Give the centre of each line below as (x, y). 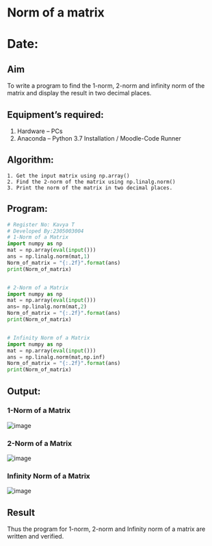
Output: (24, 391)
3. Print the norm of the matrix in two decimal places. (90, 188)
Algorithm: (30, 160)
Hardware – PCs (40, 131)
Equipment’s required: (55, 115)
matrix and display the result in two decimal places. (79, 93)
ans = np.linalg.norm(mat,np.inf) (56, 357)
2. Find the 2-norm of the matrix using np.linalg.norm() (91, 182)
